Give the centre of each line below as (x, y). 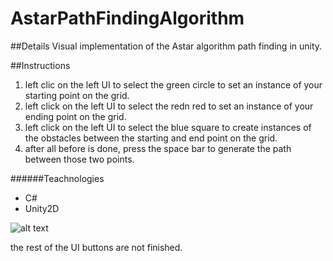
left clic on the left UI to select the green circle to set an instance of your (173, 84)
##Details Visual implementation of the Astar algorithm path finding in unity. (166, 46)
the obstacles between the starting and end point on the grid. (151, 138)
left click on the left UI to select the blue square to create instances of (168, 127)
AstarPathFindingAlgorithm (127, 18)
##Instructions (40, 65)
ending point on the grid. (75, 116)
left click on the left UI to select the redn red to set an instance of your (169, 106)
